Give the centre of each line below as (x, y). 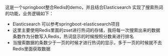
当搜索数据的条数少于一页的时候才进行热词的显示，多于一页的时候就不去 (87, 43)
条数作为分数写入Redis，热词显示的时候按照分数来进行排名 (73, 36)
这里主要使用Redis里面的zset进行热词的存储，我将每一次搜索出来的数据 (86, 30)
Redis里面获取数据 (32, 49)
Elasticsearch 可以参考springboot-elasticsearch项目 (66, 24)
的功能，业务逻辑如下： (29, 13)
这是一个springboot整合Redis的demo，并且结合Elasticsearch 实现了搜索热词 (84, 7)
